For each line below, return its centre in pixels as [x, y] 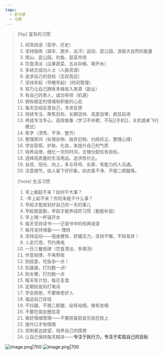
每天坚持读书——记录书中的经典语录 [62, 224]
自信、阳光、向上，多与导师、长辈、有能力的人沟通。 [80, 165]
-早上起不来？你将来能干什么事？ [59, 198]
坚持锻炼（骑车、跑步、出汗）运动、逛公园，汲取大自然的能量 [89, 51]
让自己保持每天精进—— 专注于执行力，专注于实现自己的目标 [87, 337]
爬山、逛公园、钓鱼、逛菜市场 [56, 57]
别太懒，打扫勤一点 [45, 274]
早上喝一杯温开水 [43, 218]
